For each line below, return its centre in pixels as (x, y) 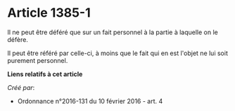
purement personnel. (38, 60)
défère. (18, 39)
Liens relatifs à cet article (45, 74)
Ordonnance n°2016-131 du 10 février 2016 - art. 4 (90, 101)
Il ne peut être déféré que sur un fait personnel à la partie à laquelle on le (113, 32)
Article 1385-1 (49, 13)
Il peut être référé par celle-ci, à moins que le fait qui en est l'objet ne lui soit (118, 53)
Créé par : (21, 87)
